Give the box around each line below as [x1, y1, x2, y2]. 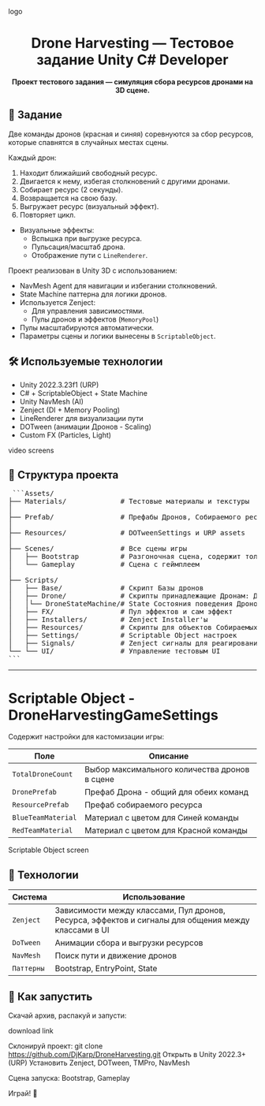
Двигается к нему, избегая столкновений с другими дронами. [19, 177, 230, 186]
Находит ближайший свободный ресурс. [19, 168, 158, 177]
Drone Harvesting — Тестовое [31, 35, 234, 52]
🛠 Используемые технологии [8, 355, 163, 369]
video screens [8, 445, 54, 455]
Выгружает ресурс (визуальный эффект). [19, 201, 159, 211]
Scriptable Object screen [8, 845, 89, 855]
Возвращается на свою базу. [19, 193, 118, 203]
